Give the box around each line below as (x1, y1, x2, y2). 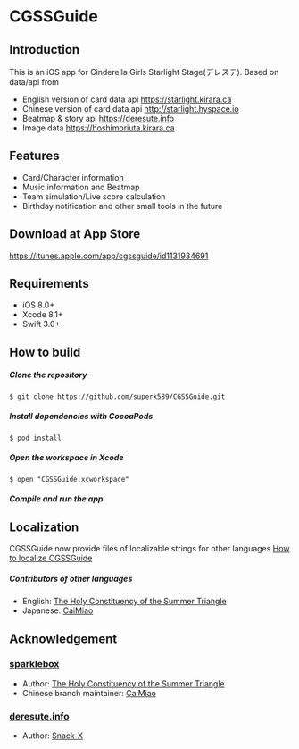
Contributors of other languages (9, 573, 133, 584)
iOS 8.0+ (21, 299, 55, 310)
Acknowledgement (9, 631, 118, 646)
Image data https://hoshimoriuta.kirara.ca (21, 122, 176, 133)
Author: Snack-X (21, 730, 83, 741)
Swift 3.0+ (21, 319, 61, 330)
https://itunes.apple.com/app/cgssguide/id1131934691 (9, 250, 209, 261)
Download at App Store (9, 226, 141, 242)
